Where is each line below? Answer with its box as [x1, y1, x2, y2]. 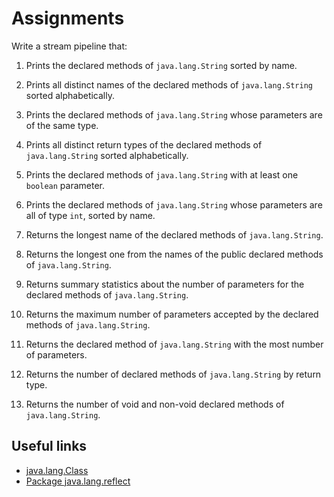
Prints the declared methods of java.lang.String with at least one [25, 168, 299, 181]
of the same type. [25, 119, 99, 131]
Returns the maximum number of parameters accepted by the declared [25, 308, 319, 320]
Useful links [11, 438, 88, 455]
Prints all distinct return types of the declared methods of [25, 138, 263, 151]
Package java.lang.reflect [25, 475, 131, 487]
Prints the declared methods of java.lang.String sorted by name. [25, 59, 298, 71]
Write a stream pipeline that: [11, 40, 128, 52]
